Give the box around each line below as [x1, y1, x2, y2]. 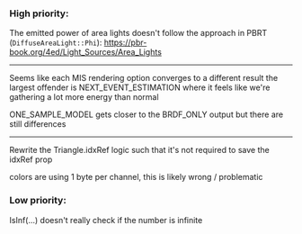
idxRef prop [9, 154, 53, 165]
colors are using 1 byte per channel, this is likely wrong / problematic [9, 172, 263, 183]
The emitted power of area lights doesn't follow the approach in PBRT [9, 28, 268, 39]
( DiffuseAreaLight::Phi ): [9, 37, 102, 48]
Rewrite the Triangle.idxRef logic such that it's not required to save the [9, 145, 270, 156]
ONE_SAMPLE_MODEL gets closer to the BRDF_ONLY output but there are [9, 109, 284, 120]
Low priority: [9, 194, 67, 207]
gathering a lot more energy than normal [9, 92, 159, 103]
